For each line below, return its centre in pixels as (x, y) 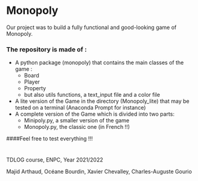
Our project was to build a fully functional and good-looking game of (91, 27)
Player (32, 82)
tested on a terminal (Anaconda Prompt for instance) (80, 108)
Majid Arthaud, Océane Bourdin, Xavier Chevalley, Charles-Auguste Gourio (99, 172)
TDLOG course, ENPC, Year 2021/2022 (55, 160)
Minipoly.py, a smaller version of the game (77, 120)
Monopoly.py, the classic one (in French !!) (77, 127)
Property (35, 88)
